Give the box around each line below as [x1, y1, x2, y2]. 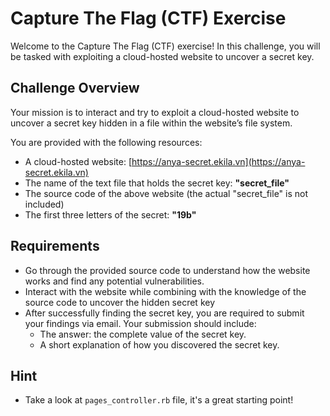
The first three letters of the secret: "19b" [24, 208, 197, 221]
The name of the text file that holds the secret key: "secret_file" [24, 177, 290, 189]
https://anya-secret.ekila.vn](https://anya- [131, 155, 306, 167]
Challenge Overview [10, 80, 140, 97]
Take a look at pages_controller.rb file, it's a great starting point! [24, 394, 294, 406]
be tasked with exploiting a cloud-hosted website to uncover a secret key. [10, 50, 315, 62]
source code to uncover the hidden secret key [24, 296, 216, 308]
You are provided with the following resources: [10, 136, 203, 148]
